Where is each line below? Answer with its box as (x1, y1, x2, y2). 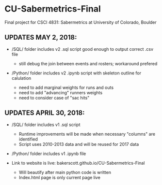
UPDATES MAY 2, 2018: (4, 33, 77, 42)
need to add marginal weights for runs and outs (18, 85, 114, 90)
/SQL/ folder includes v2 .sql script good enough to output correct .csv (11, 46, 154, 52)
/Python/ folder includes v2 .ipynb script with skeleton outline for (11, 70, 142, 76)
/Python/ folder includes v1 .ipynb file (11, 151, 86, 157)
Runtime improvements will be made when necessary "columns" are (18, 131, 156, 137)
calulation (11, 75, 32, 81)
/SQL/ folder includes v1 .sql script (11, 122, 81, 128)
